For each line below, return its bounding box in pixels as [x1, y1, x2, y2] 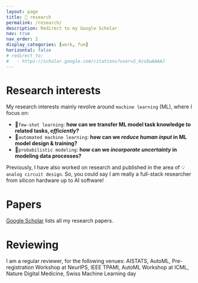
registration [6, 264, 34, 271]
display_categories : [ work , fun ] [6, 42, 89, 48]
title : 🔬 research [6, 14, 51, 20]
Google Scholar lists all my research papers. [6, 217, 113, 224]
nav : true [6, 31, 31, 37]
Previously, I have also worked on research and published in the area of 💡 [6, 164, 185, 171]
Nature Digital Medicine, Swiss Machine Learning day [6, 270, 137, 277]
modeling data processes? [14, 152, 82, 160]
